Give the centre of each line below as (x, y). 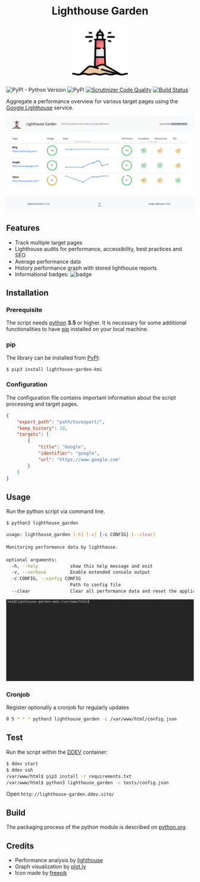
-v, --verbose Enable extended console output (81, 572)
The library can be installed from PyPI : (53, 358)
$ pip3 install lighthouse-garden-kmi (54, 369)
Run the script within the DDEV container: (57, 752)
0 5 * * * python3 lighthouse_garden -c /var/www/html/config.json (92, 719)
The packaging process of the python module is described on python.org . (97, 827)
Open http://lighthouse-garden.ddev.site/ (60, 794)
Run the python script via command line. (56, 512)
